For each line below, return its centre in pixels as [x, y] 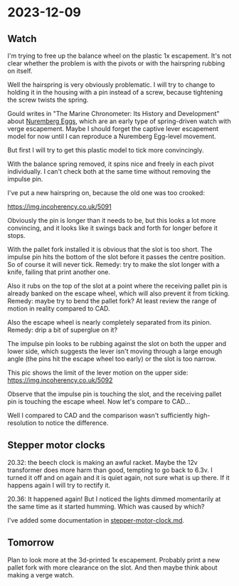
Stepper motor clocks [56, 445]
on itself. [20, 71]
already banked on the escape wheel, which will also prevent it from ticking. [118, 293]
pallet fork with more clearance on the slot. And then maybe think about [113, 567]
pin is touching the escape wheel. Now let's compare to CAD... [99, 402]
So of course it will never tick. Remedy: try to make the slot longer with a [113, 265]
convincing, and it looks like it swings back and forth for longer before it [113, 228]
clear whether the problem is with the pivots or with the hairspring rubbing [116, 63]
